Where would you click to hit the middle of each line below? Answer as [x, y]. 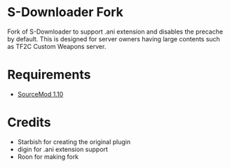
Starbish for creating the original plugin [74, 141]
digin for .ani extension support [63, 149]
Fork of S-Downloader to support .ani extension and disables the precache [115, 31]
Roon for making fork [48, 156]
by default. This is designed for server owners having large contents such [114, 38]
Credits [29, 122]
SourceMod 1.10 [40, 94]
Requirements [49, 75]
